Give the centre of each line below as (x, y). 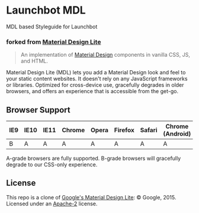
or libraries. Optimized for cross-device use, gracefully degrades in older (95, 85)
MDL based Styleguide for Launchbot (52, 27)
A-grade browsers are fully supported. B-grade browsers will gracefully (94, 158)
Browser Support (38, 110)
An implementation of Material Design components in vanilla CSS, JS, (105, 55)
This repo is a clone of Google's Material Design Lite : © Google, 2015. (91, 197)
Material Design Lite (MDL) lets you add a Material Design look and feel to (96, 73)
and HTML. (34, 61)
